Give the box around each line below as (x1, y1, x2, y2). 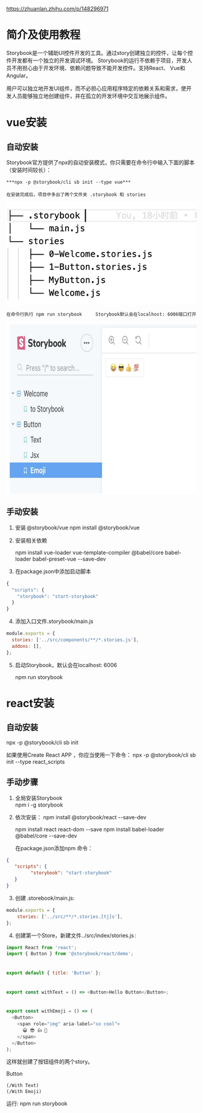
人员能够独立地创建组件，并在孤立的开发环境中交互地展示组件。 (11, 92, 170, 99)
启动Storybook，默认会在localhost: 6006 (14, 661, 117, 668)
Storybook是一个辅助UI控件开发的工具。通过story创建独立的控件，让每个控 (6, 49, 193, 56)
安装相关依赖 (14, 537, 47, 544)
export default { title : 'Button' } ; (6, 970, 101, 976)
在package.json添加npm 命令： (14, 844, 94, 851)
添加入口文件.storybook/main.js (14, 618, 94, 625)
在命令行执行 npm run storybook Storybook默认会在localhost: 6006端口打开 (6, 311, 196, 317)
